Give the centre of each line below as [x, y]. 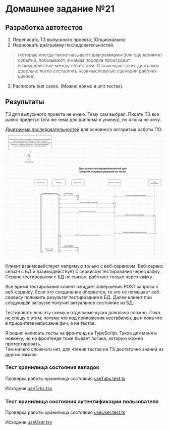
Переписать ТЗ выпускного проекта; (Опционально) [69, 39]
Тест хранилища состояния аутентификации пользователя [82, 401]
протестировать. [23, 343]
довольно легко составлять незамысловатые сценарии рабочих [87, 71]
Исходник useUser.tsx [29, 422]
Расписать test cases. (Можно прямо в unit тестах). [68, 86]
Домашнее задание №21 [60, 9]
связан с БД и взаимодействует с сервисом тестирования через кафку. [83, 271]
